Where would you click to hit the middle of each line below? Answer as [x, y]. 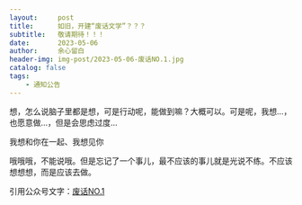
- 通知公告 [43, 85]
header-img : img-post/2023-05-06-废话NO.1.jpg [97, 59]
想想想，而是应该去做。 [53, 172]
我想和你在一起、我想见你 [57, 141]
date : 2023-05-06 [54, 43]
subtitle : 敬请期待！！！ [57, 34]
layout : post [42, 18]
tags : [19, 76]
